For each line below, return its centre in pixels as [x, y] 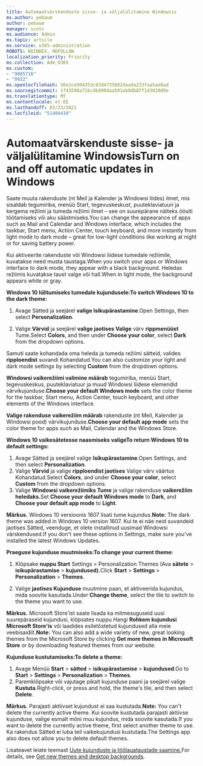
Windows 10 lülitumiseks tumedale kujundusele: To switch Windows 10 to [100, 293]
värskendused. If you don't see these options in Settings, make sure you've [99, 534]
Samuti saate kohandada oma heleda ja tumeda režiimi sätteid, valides [94, 353]
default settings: [27, 447]
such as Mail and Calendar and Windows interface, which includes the [94, 224]
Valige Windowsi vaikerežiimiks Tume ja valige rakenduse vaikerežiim [104, 490]
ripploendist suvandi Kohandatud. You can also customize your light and [96, 360]
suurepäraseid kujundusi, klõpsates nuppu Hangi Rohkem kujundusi [92, 620]
